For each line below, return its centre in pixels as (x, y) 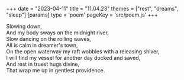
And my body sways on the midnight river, (58, 33)
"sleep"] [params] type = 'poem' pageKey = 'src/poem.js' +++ (82, 15)
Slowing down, (24, 26)
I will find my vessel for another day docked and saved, (73, 58)
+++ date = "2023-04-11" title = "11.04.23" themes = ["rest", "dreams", (92, 9)
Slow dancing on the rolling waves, (49, 39)
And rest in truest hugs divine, (43, 64)
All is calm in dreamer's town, (42, 45)
